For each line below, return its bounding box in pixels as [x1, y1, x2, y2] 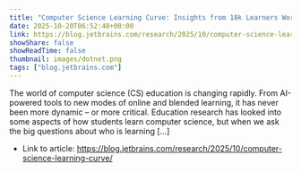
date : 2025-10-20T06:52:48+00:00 [9, 21, 134, 30]
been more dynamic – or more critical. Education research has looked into [9, 107, 282, 117]
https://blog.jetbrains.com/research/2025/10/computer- [76, 142, 282, 153]
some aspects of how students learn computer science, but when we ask [9, 116, 279, 126]
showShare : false [9, 38, 74, 47]
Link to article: [21, 142, 75, 153]
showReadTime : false [9, 47, 87, 56]
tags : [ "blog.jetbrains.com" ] [9, 64, 123, 73]
